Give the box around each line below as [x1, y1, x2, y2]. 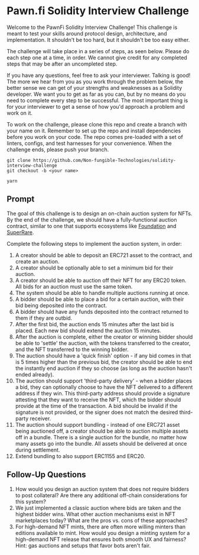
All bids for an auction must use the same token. [15, 283, 133, 290]
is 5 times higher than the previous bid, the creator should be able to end [15, 358, 193, 365]
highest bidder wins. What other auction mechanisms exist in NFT [15, 510, 176, 518]
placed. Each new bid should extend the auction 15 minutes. [15, 327, 162, 334]
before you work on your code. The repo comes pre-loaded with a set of [6, 133, 184, 140]
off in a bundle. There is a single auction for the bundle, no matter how [15, 433, 187, 441]
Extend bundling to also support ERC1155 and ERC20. [15, 452, 145, 459]
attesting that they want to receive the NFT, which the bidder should [15, 396, 181, 403]
